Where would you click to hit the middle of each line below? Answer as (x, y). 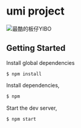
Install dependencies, (33, 85)
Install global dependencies (40, 62)
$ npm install (24, 74)
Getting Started (36, 48)
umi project (35, 11)
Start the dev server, (32, 108)
